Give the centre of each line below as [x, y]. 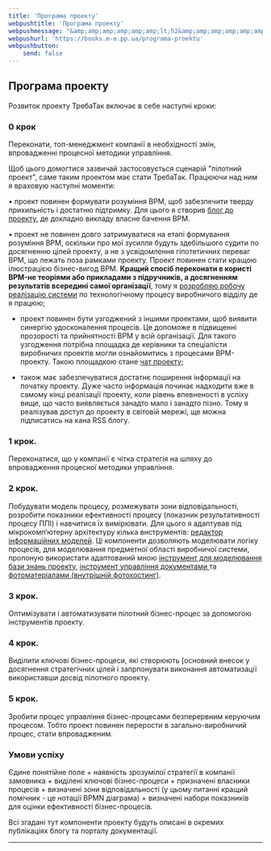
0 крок [22, 126]
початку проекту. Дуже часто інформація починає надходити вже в [137, 386]
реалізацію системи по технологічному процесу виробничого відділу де [133, 294]
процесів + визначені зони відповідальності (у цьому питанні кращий [128, 789]
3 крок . [23, 595]
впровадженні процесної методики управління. [90, 153]
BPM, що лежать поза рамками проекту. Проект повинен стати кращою [133, 260]
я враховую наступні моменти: [62, 186]
